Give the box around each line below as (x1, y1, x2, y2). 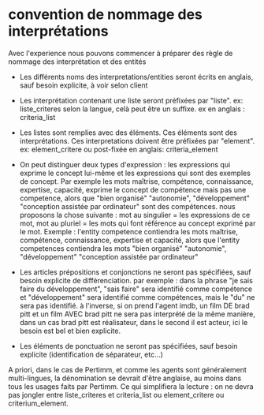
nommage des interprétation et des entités (8, 57, 147, 66)
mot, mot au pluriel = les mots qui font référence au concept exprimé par (19, 219, 256, 228)
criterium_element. (8, 398, 69, 408)
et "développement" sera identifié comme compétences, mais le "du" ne (19, 292, 255, 301)
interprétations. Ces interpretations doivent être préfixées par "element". (19, 136, 255, 145)
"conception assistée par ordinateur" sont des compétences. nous (19, 201, 236, 211)
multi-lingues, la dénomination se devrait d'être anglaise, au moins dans (8, 373, 242, 383)
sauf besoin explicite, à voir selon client (19, 80, 148, 90)
